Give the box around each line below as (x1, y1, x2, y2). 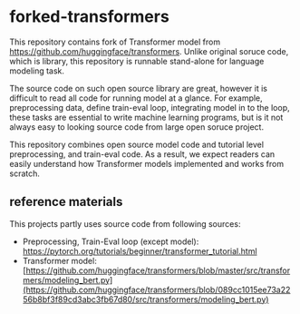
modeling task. (9, 65, 65, 76)
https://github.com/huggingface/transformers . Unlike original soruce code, (9, 45, 289, 56)
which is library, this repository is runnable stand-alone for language (9, 55, 265, 66)
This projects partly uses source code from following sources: (9, 218, 241, 229)
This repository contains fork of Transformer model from (9, 36, 220, 47)
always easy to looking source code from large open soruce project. (9, 121, 265, 132)
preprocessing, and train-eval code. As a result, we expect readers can (9, 148, 276, 160)
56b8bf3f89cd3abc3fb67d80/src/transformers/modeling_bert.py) (22, 293, 269, 305)
